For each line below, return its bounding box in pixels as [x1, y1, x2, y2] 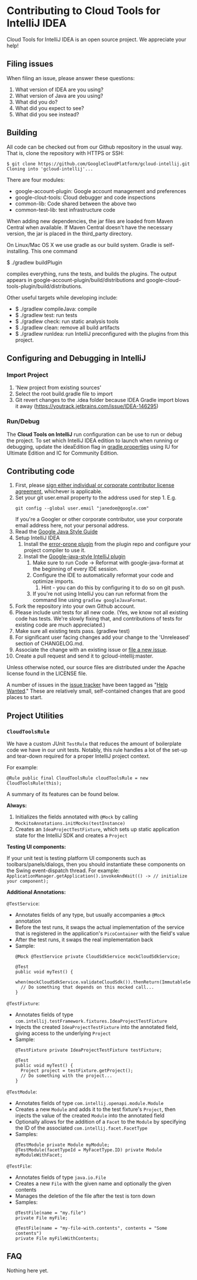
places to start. [6, 694, 43, 701]
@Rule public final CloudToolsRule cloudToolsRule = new [6, 775, 148, 782]
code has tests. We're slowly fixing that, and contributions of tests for [15, 615, 183, 622]
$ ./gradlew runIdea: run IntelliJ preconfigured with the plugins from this [15, 330, 189, 337]
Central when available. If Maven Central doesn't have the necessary [6, 223, 173, 230]
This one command [30, 247, 78, 254]
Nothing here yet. [6, 1267, 49, 1274]
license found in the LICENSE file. [6, 670, 87, 677]
